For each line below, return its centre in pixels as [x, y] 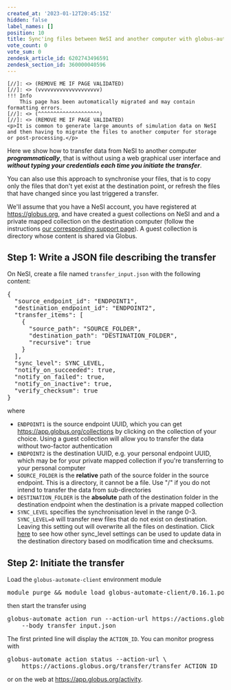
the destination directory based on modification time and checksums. [115, 541]
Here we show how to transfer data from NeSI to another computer [102, 150]
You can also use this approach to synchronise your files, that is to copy [109, 178]
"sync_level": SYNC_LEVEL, [59, 363]
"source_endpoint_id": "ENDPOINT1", [76, 301]
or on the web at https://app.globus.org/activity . [75, 680]
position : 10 [26, 33]
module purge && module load [56, 593]
